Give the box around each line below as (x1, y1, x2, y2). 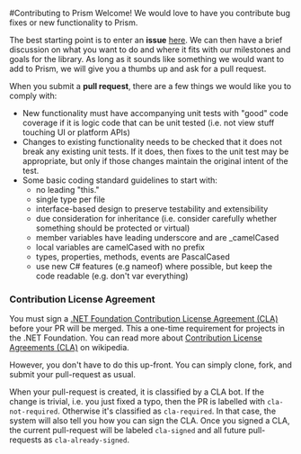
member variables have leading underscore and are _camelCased (35, 232, 279, 242)
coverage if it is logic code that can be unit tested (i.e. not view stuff (22, 117, 275, 128)
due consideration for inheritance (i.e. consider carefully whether (35, 213, 278, 223)
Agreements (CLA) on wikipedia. (9, 342, 130, 353)
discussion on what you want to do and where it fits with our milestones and (9, 44, 291, 55)
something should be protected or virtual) (35, 222, 190, 233)
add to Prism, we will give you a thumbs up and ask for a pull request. (9, 63, 267, 74)
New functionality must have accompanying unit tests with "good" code (22, 108, 289, 118)
